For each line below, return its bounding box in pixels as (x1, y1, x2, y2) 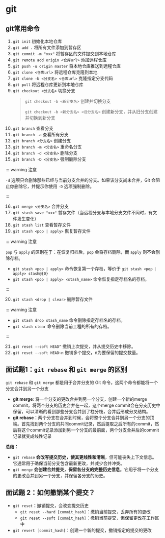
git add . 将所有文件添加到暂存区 (12, 44, 82, 50)
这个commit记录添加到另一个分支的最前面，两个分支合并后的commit (21, 427, 159, 433)
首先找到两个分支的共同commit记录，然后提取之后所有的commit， (21, 421, 155, 426)
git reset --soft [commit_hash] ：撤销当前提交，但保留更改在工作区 (20, 515, 160, 521)
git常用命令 (5, 24, 40, 33)
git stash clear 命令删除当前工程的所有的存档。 (12, 323, 112, 329)
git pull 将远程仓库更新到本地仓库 (12, 81, 84, 87)
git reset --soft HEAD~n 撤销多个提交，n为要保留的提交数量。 (12, 349, 140, 355)
